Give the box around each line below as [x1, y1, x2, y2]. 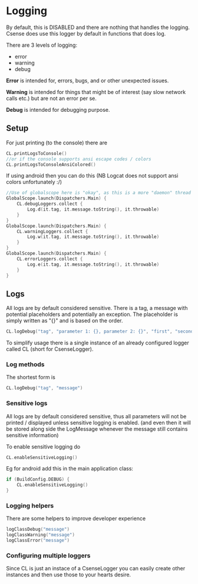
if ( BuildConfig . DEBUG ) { [6, 476, 70, 483]
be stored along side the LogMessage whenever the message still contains [6, 425, 188, 433]
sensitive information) [6, 431, 59, 438]
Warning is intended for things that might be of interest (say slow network [6, 88, 186, 95]
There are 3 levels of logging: [6, 41, 78, 49]
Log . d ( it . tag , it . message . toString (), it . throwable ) [27, 207, 160, 212]
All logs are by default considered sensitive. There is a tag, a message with [6, 305, 188, 312]
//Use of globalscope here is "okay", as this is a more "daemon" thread [6, 190, 192, 196]
